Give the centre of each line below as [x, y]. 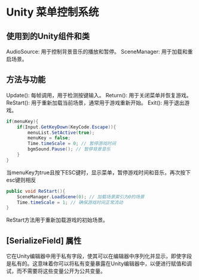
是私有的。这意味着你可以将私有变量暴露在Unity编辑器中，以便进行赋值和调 [99, 264]
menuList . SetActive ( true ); [61, 133]
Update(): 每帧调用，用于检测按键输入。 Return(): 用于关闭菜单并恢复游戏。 [99, 95]
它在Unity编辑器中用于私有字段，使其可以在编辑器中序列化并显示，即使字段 [99, 256]
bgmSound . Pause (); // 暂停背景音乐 [69, 149]
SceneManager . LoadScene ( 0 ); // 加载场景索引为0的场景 [81, 197]
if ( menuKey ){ [22, 121]
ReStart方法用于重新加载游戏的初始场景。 [57, 220]
